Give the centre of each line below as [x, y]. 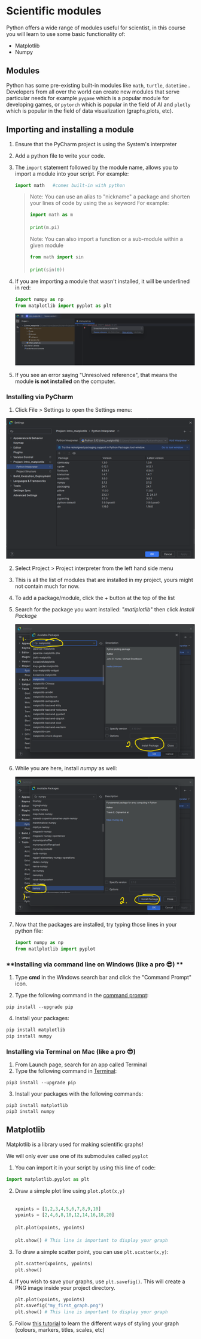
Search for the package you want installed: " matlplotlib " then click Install [104, 609]
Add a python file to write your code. [60, 156]
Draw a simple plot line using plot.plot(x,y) [70, 1190]
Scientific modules [54, 11]
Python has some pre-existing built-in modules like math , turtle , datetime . [98, 85]
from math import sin [57, 257]
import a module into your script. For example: [72, 174]
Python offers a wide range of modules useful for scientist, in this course [96, 28]
